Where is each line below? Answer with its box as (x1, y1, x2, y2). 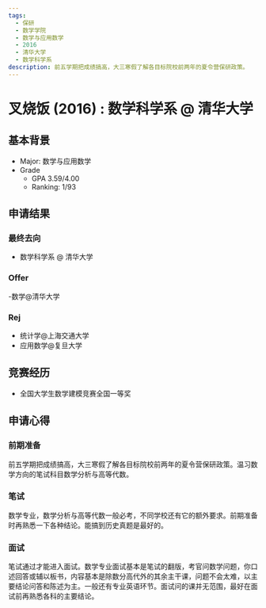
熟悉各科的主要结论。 (28, 591, 99, 601)
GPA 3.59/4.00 (31, 174, 80, 183)
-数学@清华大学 (8, 291, 60, 301)
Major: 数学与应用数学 (19, 156, 92, 166)
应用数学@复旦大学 (19, 341, 83, 350)
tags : (8, 11, 26, 20)
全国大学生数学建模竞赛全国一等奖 (19, 388, 131, 398)
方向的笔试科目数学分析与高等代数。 (14, 469, 133, 479)
